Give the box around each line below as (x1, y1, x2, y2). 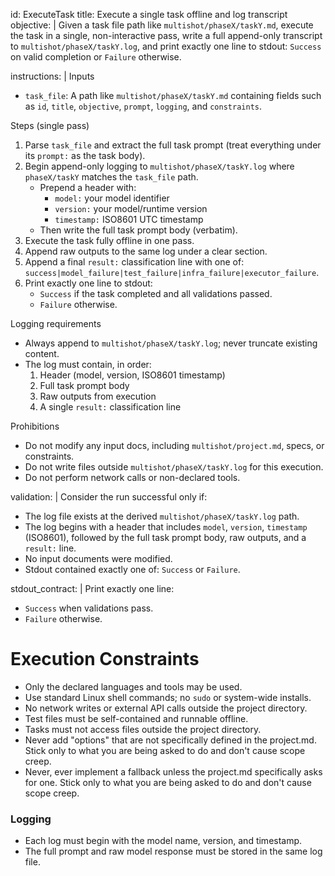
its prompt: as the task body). (24, 150, 146, 161)
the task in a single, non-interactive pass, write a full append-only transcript (10, 30, 323, 41)
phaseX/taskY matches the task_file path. (24, 171, 199, 183)
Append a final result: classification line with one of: (24, 256, 245, 268)
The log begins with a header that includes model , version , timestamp (24, 521, 308, 533)
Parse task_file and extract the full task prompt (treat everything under (24, 139, 322, 151)
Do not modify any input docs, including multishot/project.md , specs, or (24, 440, 325, 451)
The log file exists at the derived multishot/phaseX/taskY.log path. (24, 510, 300, 522)
